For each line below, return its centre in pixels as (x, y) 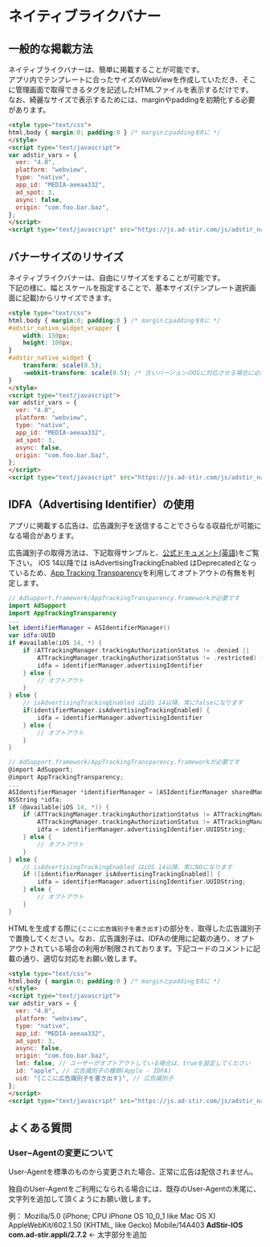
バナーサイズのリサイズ (66, 257)
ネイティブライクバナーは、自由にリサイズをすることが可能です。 (117, 278)
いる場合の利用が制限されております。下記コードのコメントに (152, 948)
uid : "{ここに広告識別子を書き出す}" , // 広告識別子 (95, 1078)
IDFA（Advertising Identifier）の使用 (102, 505)
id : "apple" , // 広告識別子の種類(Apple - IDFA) (94, 1071)
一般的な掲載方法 (51, 49)
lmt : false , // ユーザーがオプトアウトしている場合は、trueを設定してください (133, 1064)
